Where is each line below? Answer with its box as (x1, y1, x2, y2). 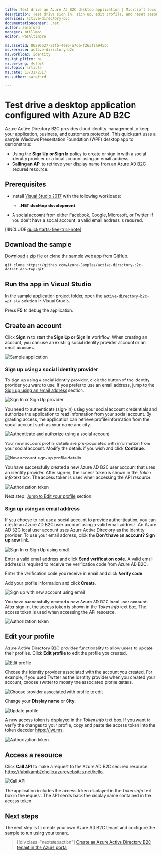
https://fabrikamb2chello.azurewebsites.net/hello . (5, 769, 104, 775)
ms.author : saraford (5, 75, 47, 79)
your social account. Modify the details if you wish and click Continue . (5, 445, 146, 451)
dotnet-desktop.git (5, 267, 44, 272)
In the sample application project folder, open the (5, 293, 103, 299)
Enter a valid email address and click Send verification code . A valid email (5, 556, 153, 562)
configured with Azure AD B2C (5, 110, 131, 121)
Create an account (5, 321, 62, 330)
